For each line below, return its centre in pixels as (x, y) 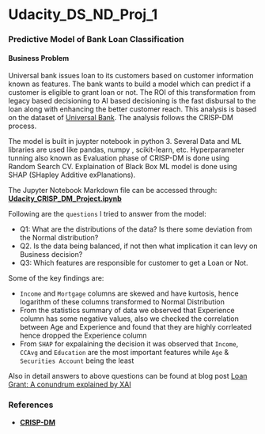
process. (23, 126)
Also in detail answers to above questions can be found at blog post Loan (128, 376)
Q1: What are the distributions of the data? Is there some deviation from (136, 229)
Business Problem (39, 58)
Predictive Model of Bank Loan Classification (96, 40)
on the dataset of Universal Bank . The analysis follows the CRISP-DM (121, 118)
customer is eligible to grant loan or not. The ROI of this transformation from (132, 92)
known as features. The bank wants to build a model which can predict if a (130, 84)
